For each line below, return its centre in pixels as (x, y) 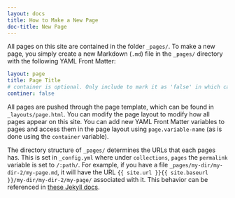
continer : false (31, 93)
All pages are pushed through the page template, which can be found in (111, 107)
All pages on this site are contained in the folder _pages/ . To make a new (111, 47)
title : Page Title (34, 81)
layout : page (26, 74)
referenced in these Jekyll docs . (54, 187)
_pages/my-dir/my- (196, 165)
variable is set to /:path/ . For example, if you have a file (88, 165)
